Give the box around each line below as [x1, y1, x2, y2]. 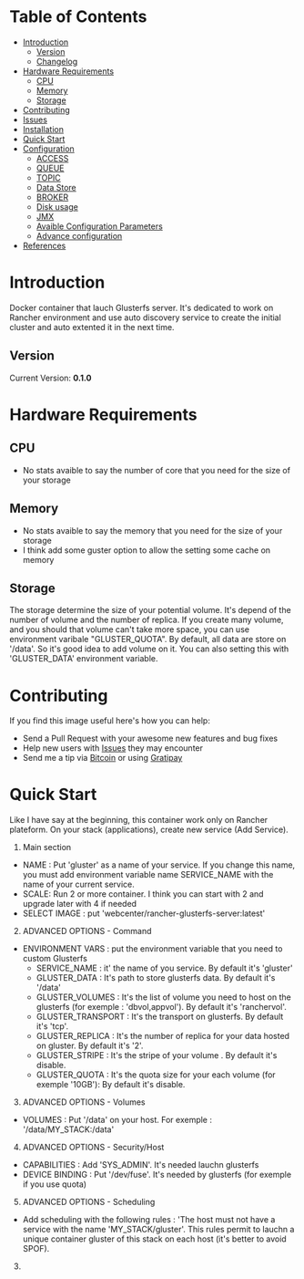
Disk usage [35, 201, 79, 212]
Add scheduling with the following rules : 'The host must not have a [22, 1214, 276, 1225]
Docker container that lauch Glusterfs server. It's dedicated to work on [9, 302, 274, 313]
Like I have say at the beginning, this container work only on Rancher [9, 815, 269, 826]
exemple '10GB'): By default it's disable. [35, 1079, 186, 1090]
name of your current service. [22, 879, 135, 890]
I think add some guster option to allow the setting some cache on [22, 545, 271, 556]
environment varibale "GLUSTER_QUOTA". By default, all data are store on [9, 634, 287, 645]
